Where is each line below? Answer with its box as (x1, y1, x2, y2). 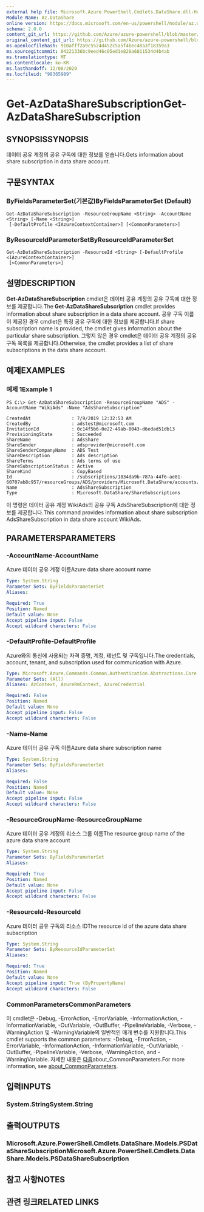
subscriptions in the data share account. (6, 347, 107, 354)
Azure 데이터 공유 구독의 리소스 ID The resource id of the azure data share (6, 922, 187, 930)
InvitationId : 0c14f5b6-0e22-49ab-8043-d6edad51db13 (6, 426, 175, 432)
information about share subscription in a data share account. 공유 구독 (6, 310, 183, 318)
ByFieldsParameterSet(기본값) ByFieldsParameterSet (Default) (6, 197, 191, 205)
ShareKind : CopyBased (6, 468, 102, 474)
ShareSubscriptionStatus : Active (6, 463, 94, 469)
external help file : (6, 9, 59, 15)
